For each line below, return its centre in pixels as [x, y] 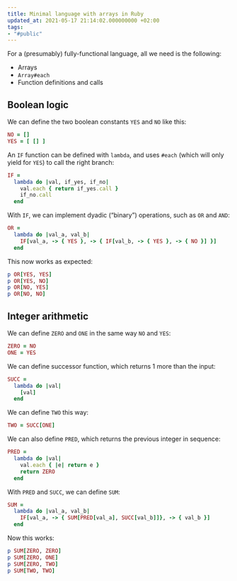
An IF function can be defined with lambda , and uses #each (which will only [116, 155]
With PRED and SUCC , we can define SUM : [64, 492]
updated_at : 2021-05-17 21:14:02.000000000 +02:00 [83, 21]
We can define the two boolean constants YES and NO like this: [97, 122]
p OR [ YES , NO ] [28, 281]
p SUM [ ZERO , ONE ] [33, 557]
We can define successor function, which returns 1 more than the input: [111, 366]
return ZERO [37, 471]
